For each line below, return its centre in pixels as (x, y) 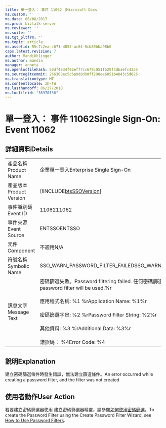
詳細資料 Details (29, 149)
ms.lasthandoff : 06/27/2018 (34, 88)
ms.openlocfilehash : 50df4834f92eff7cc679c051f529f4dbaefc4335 (72, 70)
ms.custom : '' (20, 14)
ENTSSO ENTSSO (60, 229)
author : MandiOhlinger (28, 56)
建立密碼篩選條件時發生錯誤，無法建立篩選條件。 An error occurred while (79, 374)
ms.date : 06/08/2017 (26, 19)
